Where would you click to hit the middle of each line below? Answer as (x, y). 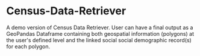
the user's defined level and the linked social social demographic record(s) (99, 40)
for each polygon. (28, 46)
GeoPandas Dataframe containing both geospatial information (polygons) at (100, 33)
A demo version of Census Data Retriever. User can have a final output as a (100, 27)
